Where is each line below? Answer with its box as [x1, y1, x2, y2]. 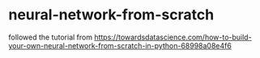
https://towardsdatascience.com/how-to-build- [94, 32, 253, 42]
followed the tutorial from [8, 32, 93, 42]
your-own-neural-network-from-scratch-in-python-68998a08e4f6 [8, 40, 232, 50]
